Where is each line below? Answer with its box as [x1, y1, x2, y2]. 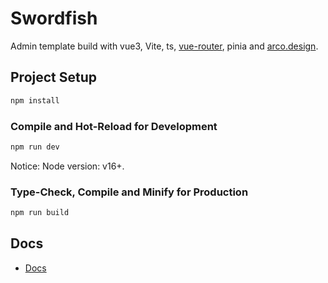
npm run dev [10, 142, 60, 152]
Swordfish [10, 7, 98, 30]
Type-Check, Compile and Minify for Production [10, 185, 249, 199]
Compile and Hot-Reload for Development [10, 119, 218, 133]
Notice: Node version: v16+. [10, 160, 125, 172]
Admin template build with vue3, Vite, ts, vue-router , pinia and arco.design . [10, 40, 319, 52]
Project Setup [10, 69, 98, 86]
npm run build [10, 208, 70, 218]
